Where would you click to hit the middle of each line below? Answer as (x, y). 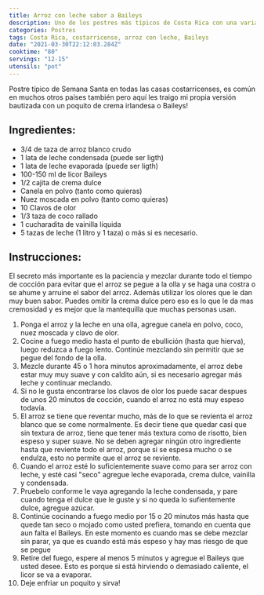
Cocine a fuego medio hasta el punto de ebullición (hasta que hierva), (133, 341)
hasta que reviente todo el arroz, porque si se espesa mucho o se (126, 450)
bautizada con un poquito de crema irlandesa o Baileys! (99, 105)
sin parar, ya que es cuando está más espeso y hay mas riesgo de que (134, 542)
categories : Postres (43, 30)
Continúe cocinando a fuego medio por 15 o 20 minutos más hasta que (135, 517)
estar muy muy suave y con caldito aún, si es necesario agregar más (131, 374)
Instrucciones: (45, 257)
